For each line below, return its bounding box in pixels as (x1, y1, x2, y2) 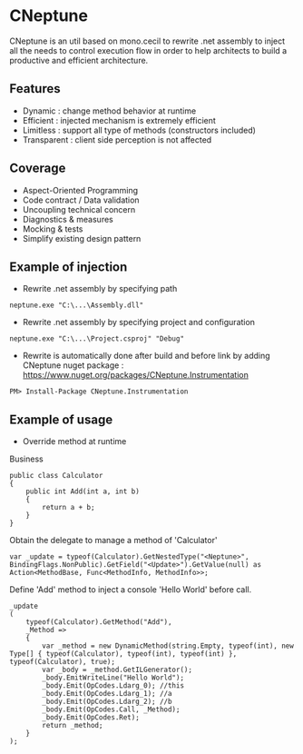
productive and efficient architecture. (9, 55, 149, 65)
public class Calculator (9, 471, 103, 481)
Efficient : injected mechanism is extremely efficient (22, 114, 216, 125)
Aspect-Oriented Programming (22, 184, 139, 195)
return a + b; (42, 503, 95, 512)
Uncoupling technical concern (22, 203, 136, 214)
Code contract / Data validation (22, 194, 140, 205)
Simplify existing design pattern (22, 233, 142, 243)
